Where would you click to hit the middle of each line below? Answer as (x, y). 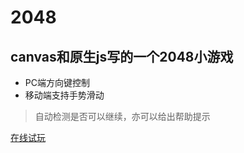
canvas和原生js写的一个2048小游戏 (122, 56)
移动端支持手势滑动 (64, 95)
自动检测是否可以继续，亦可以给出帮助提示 (122, 116)
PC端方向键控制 (57, 82)
